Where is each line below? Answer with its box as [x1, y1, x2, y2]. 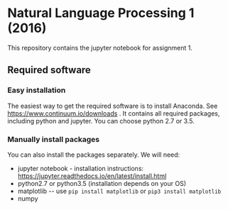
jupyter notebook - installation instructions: [17, 164, 144, 172]
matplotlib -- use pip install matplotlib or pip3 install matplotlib [17, 187, 222, 195]
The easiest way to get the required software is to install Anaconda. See [7, 101, 218, 110]
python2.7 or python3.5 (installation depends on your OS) [17, 179, 187, 187]
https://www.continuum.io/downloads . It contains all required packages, [7, 109, 220, 118]
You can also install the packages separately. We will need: [7, 150, 180, 159]
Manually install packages [7, 134, 100, 144]
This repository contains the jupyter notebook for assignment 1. [7, 43, 193, 52]
